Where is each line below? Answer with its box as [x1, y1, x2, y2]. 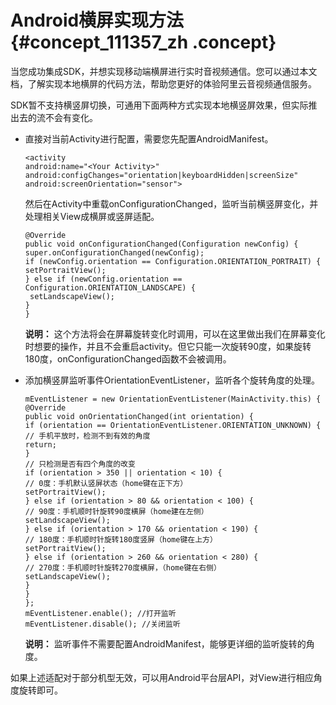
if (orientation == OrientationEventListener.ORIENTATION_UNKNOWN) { [24, 420, 322, 430]
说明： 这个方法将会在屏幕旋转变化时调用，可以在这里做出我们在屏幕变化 [24, 327, 326, 340]
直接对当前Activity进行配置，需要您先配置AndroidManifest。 [24, 132, 274, 145]
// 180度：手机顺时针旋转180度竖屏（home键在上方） [24, 534, 218, 545]
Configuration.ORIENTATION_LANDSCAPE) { [24, 282, 196, 293]
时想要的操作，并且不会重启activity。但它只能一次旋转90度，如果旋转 [24, 340, 312, 352]
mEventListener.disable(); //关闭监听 [24, 619, 181, 629]
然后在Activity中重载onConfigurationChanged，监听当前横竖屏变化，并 [24, 197, 319, 210]
